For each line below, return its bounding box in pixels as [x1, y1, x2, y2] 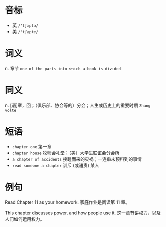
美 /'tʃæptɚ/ [12, 28, 39, 34]
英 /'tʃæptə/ [12, 22, 39, 28]
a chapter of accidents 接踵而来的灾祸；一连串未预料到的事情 [12, 156, 142, 162]
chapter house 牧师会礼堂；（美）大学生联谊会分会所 [12, 150, 120, 156]
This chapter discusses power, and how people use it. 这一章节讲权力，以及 [5, 210, 161, 216]
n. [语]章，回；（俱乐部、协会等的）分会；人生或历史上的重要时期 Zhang [5, 102, 151, 108]
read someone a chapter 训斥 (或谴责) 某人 [12, 162, 100, 168]
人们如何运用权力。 [5, 216, 45, 222]
